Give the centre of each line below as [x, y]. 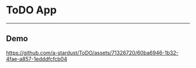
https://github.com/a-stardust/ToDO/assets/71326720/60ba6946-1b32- [92, 52]
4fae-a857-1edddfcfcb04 [37, 59]
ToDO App [32, 10]
